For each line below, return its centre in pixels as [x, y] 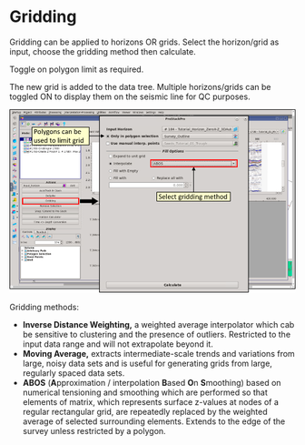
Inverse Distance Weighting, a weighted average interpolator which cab [158, 325]
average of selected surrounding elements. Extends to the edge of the [154, 421]
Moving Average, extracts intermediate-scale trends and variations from [158, 354]
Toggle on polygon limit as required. [77, 69]
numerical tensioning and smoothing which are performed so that [145, 392]
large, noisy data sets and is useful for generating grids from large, [147, 364]
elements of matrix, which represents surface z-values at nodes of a [151, 402]
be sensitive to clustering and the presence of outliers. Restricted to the [157, 335]
